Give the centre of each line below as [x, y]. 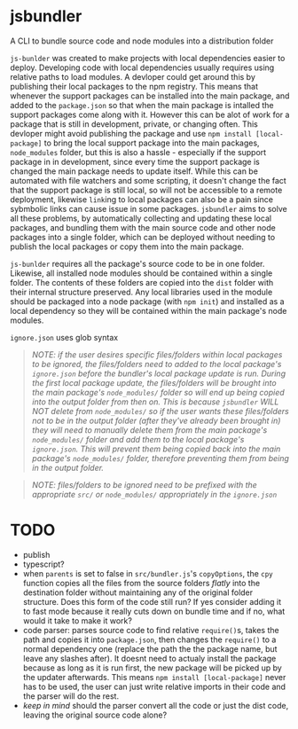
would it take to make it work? [77, 620]
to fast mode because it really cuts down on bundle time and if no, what [154, 611]
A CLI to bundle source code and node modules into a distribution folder [142, 41]
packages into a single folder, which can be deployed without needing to [143, 237]
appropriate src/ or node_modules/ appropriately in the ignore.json [154, 494]
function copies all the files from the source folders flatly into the [141, 583]
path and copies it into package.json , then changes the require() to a [149, 639]
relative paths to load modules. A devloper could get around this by [133, 76]
